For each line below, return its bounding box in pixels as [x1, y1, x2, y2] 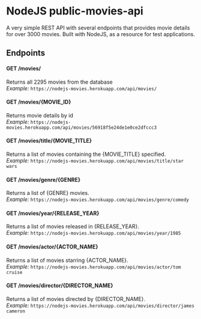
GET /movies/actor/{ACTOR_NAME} [6, 243, 98, 250]
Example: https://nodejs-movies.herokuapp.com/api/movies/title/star [6, 156, 184, 164]
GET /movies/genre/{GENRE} [6, 176, 81, 183]
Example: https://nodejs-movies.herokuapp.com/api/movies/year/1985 [6, 229, 181, 237]
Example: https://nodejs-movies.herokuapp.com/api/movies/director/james [6, 302, 195, 309]
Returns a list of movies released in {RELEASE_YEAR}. [6, 223, 140, 230]
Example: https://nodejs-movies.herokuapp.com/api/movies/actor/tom [6, 263, 181, 270]
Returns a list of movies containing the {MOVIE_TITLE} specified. [6, 150, 166, 158]
